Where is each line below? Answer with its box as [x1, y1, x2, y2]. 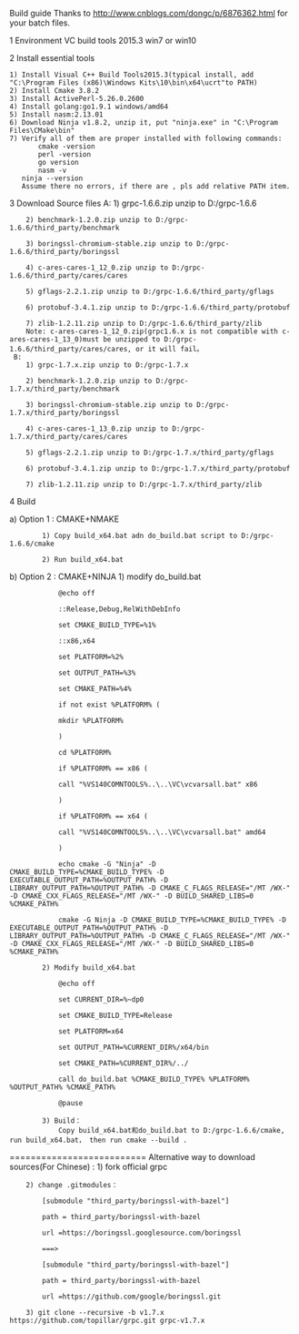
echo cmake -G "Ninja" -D [57, 860, 156, 869]
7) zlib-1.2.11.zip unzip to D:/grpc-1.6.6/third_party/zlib [25, 319, 262, 328]
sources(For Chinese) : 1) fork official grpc [9, 1161, 168, 1172]
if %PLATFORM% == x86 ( [57, 764, 148, 773]
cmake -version [37, 142, 95, 151]
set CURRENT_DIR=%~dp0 [57, 995, 145, 1004]
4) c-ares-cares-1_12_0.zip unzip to [25, 263, 169, 272]
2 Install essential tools [9, 53, 95, 63]
